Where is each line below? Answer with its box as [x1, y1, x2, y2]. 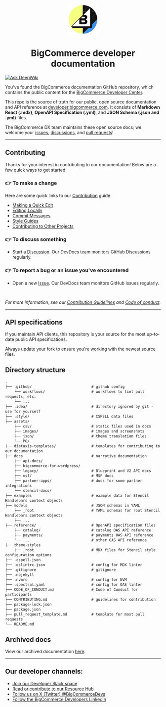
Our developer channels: [5, 667, 83, 676]
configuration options [5, 553, 52, 558]
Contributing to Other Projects [12, 223, 74, 229]
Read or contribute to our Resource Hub [12, 686, 94, 692]
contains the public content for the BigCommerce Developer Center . [5, 89, 144, 95]
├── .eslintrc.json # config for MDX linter [5, 563, 142, 567]
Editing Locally [12, 207, 42, 214]
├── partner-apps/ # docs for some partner [14, 478, 142, 483]
